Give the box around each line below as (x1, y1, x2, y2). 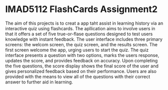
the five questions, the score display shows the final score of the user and (5, 63, 158, 69)
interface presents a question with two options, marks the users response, (5, 52, 159, 58)
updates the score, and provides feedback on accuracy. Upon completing (5, 57, 158, 63)
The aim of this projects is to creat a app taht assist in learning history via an (5, 20, 163, 26)
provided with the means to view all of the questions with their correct (5, 73, 150, 79)
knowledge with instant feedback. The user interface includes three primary (5, 36, 162, 42)
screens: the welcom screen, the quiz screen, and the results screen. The (5, 41, 157, 47)
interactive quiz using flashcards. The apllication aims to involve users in (5, 25, 155, 31)
